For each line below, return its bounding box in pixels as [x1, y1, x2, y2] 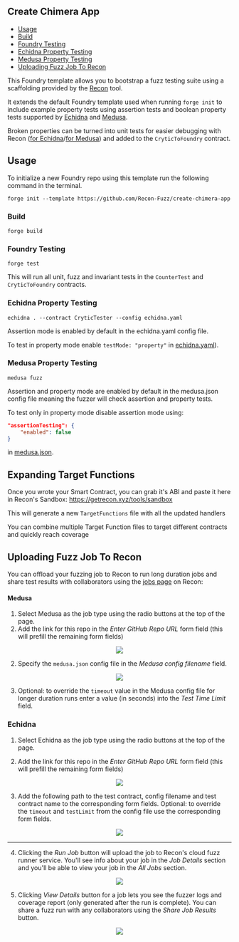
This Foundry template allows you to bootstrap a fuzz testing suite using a [7, 76, 224, 85]
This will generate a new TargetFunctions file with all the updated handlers [7, 509, 226, 518]
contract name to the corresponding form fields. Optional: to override [17, 799, 221, 807]
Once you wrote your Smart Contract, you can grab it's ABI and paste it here [7, 488, 231, 496]
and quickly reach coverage [7, 530, 89, 539]
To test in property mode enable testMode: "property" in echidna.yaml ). [7, 340, 219, 349]
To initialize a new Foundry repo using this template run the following [7, 174, 209, 182]
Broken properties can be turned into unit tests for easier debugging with [7, 126, 222, 135]
